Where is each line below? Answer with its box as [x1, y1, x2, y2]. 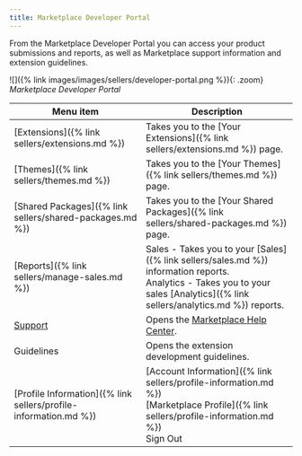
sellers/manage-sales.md [13, 270, 123, 283]
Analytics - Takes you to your [145, 276, 271, 288]
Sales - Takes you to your [145, 242, 255, 255]
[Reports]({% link [13, 259, 87, 272]
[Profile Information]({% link [13, 387, 133, 399]
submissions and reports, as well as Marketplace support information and [9, 47, 281, 58]
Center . [145, 324, 178, 337]
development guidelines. [145, 350, 250, 363]
